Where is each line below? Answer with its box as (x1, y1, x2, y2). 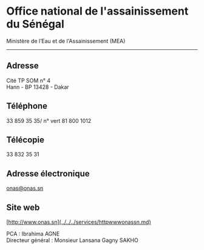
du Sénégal (6, 17, 65, 31)
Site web (6, 202, 40, 212)
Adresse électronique (6, 168, 90, 179)
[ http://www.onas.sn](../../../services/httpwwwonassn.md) (6, 218, 151, 226)
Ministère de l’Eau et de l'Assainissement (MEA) (6, 37, 126, 44)
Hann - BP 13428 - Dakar (6, 83, 69, 91)
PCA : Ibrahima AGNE (6, 230, 60, 237)
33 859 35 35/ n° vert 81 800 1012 (6, 117, 92, 124)
